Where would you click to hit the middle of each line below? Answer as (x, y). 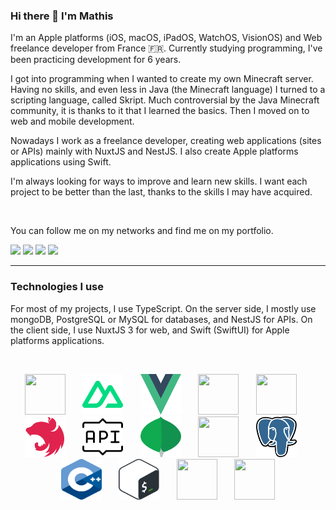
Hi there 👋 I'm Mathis (62, 16)
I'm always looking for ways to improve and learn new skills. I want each (159, 181)
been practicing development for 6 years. (96, 60)
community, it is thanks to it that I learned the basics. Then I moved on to (160, 111)
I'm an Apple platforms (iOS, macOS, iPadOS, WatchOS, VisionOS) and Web (166, 38)
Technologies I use (57, 287)
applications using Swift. (61, 162)
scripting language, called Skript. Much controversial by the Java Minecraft (165, 100)
